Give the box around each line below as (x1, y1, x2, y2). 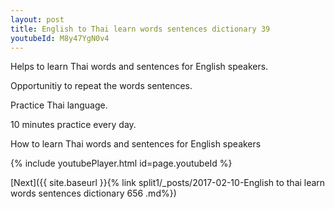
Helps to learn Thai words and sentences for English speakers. (10, 61, 269, 73)
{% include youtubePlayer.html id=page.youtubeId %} (10, 157, 233, 170)
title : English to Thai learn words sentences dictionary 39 (10, 24, 271, 34)
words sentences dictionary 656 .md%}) (10, 187, 177, 200)
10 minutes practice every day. (10, 119, 137, 131)
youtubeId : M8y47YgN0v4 (10, 33, 110, 43)
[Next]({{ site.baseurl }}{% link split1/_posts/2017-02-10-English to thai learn (10, 177, 326, 189)
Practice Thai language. (10, 99, 108, 111)
